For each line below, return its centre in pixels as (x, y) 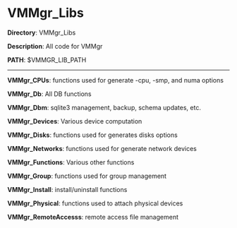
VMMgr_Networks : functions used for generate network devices (102, 148)
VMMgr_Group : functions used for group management (87, 176)
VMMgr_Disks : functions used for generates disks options (92, 135)
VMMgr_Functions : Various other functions (71, 162)
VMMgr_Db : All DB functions (49, 94)
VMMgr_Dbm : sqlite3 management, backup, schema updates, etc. (104, 107)
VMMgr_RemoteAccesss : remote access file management (93, 217)
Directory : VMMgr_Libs (42, 32)
